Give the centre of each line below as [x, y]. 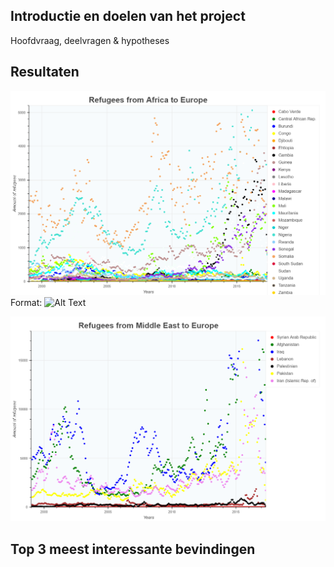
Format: [26, 302]
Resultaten [45, 72]
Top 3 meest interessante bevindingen [133, 549]
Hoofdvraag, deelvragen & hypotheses [90, 40]
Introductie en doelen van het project [128, 16]
